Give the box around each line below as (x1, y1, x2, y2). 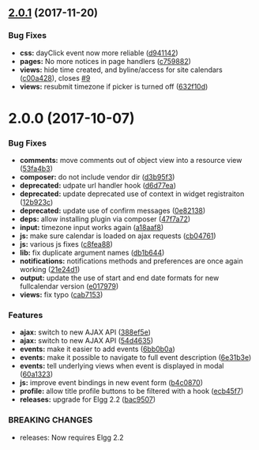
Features (8, 310, 43, 321)
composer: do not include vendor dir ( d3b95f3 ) (19, 172, 175, 182)
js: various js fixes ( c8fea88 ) (19, 240, 113, 249)
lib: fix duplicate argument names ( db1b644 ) (19, 248, 165, 258)
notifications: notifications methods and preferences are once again (19, 256, 243, 266)
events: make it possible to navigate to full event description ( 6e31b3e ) (19, 353, 252, 362)
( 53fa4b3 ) (19, 164, 54, 173)
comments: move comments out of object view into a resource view (19, 156, 242, 165)
